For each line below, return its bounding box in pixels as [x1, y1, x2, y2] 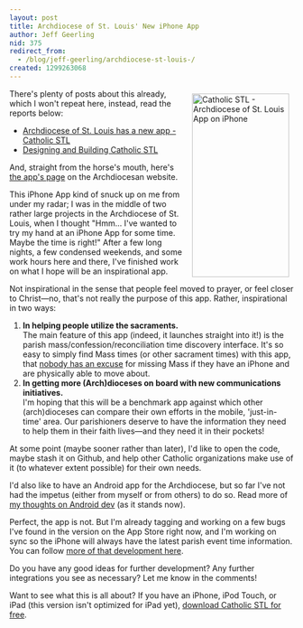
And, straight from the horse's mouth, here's [9, 162, 174, 173]
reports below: [9, 108, 64, 118]
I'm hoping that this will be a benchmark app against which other [22, 397, 263, 408]
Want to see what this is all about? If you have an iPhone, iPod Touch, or [9, 589, 277, 601]
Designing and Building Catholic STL [22, 144, 159, 155]
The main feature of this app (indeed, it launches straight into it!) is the [22, 329, 284, 340]
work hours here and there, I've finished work [9, 256, 179, 267]
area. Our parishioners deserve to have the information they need [43, 416, 287, 426]
